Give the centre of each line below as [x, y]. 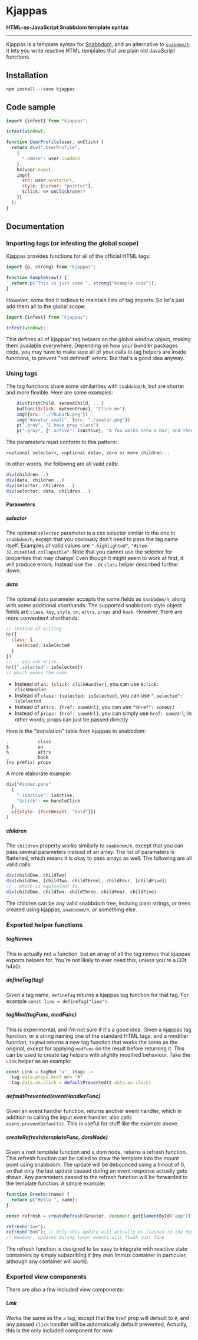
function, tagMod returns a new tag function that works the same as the [92, 1042]
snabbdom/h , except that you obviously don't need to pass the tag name [92, 539]
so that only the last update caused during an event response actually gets [97, 1171]
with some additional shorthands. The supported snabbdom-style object [94, 606]
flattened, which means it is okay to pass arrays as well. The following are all [99, 858]
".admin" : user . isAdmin [51, 158]
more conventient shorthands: [43, 618]
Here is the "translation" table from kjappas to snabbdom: [76, 731]
